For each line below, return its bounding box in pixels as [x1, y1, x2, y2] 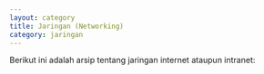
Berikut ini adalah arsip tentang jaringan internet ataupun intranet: [9, 55, 256, 66]
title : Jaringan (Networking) [9, 22, 125, 31]
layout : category [9, 13, 76, 23]
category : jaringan [9, 30, 84, 39]
